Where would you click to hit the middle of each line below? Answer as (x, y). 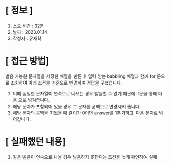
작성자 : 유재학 (27, 38)
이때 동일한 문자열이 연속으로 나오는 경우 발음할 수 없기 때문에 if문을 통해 (85, 93)
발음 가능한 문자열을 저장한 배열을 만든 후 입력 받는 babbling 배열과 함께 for (80, 76)
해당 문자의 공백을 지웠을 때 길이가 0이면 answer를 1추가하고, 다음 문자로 (85, 113)
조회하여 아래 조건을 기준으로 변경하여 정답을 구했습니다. (66, 82)
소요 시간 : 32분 (28, 26)
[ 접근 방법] (27, 61)
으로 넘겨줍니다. (34, 100)
